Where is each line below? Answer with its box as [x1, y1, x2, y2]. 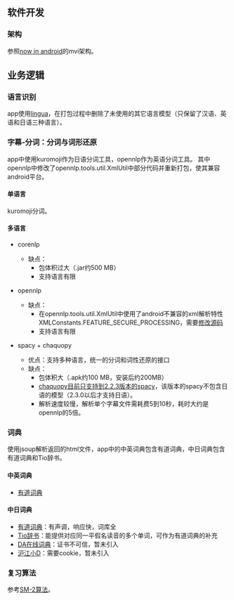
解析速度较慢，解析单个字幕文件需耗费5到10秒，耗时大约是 [38, 400, 209, 408]
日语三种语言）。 [19, 118, 66, 126]
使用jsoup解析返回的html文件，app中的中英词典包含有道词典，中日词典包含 [7, 445, 226, 453]
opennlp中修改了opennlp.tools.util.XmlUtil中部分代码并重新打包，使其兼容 [7, 164, 221, 172]
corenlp [17, 240, 40, 249]
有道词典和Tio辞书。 [7, 454, 66, 462]
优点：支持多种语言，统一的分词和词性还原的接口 [27, 356, 170, 364]
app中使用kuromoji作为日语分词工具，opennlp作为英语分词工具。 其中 [7, 155, 211, 163]
